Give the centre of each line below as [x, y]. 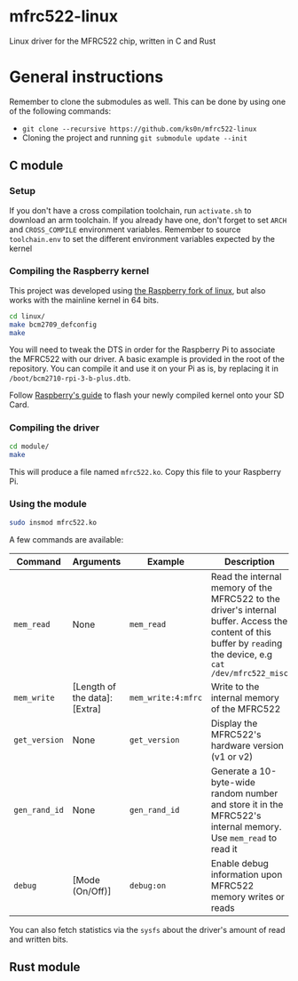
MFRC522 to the [246, 599]
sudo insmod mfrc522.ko [53, 522]
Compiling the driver [55, 428]
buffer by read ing [247, 643]
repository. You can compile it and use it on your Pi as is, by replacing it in [144, 369]
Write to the [235, 687]
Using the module [48, 504]
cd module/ [29, 446]
